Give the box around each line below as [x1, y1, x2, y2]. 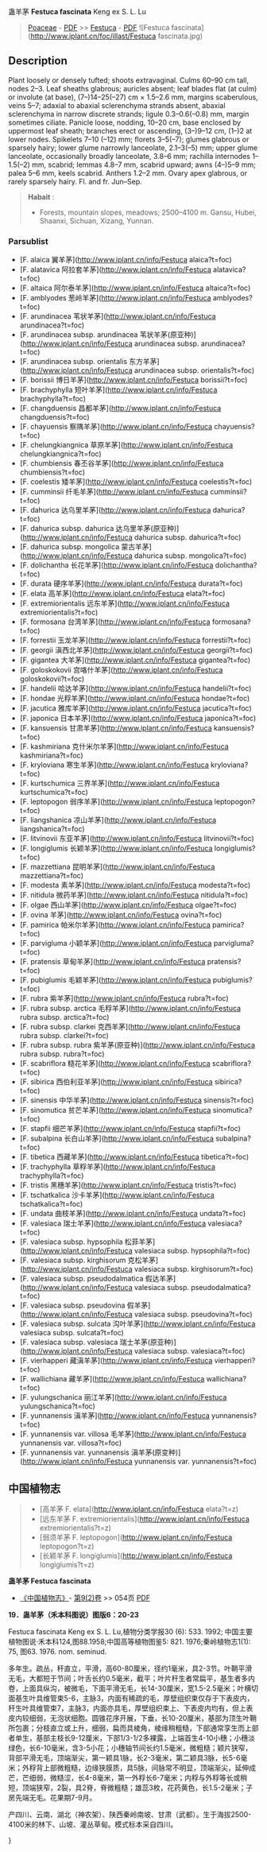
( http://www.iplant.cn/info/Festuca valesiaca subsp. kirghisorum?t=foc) [19, 1265, 253, 1274]
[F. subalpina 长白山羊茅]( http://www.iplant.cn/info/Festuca [19, 1133, 215, 1143]
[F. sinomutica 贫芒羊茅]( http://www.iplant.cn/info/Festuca [19, 1106, 211, 1115]
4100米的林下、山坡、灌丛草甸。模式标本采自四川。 [8, 1819, 178, 1829]
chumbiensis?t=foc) [19, 467, 86, 477]
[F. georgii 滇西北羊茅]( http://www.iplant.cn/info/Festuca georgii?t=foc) [19, 645, 253, 655]
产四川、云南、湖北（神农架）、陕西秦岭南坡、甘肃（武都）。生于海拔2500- [8, 1809, 252, 1819]
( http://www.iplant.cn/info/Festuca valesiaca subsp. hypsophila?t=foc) [19, 1246, 250, 1256]
